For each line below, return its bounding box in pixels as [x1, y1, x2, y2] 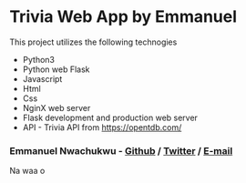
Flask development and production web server [22, 112, 199, 123]
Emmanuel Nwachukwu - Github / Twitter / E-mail [9, 144, 233, 157]
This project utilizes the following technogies [9, 36, 178, 47]
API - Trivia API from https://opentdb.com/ [22, 121, 182, 133]
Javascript [22, 73, 63, 84]
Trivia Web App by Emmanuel [9, 6, 238, 27]
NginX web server [22, 102, 91, 113]
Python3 [22, 54, 55, 65]
